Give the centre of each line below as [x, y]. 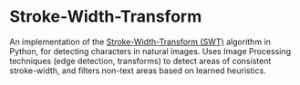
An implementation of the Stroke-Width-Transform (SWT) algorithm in [140, 42]
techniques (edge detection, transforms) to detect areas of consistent [140, 61]
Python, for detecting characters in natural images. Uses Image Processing [150, 51]
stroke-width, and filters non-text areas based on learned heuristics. [138, 71]
